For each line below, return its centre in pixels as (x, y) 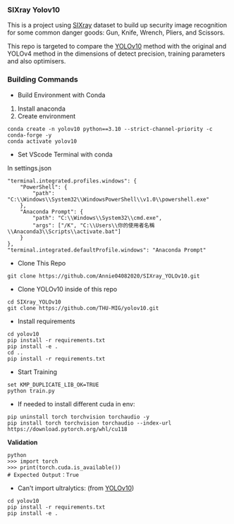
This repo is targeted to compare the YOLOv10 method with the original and (117, 46)
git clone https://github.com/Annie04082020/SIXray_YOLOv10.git (104, 276)
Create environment (47, 116)
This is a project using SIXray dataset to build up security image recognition (117, 25)
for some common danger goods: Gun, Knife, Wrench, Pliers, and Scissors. (116, 32)
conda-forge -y (30, 135)
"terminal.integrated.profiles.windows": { (72, 181)
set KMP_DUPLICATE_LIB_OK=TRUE (53, 385)
